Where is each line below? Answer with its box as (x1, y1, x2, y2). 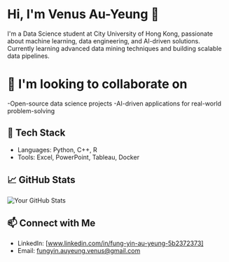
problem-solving (7, 106, 55, 115)
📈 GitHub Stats (7, 174, 76, 186)
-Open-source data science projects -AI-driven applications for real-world (7, 99, 222, 108)
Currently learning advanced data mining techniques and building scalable (7, 44, 222, 52)
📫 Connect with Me (7, 217, 96, 229)
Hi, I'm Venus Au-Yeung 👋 (7, 6, 160, 22)
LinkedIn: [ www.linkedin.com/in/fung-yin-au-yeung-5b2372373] (17, 239, 204, 247)
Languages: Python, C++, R (17, 145, 97, 154)
